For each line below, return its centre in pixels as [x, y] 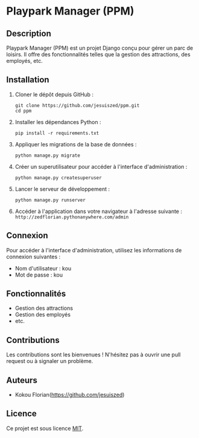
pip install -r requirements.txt [57, 133]
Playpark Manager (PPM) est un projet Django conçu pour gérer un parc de [100, 48]
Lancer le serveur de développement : [62, 189]
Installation [28, 80]
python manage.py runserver [50, 200]
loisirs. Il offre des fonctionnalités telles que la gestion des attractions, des [99, 54]
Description [29, 34]
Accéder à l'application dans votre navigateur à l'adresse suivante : [99, 211]
